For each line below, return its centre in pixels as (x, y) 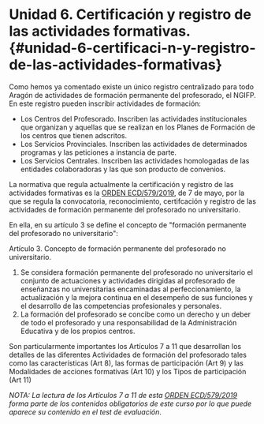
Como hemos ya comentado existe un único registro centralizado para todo (132, 86)
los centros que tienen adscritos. (74, 135)
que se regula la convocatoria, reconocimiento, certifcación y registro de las (133, 201)
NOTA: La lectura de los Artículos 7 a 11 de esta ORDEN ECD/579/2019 (123, 395)
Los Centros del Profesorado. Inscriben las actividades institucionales (134, 118)
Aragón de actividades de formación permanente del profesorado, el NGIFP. (133, 95)
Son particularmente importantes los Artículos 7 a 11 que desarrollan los (125, 346)
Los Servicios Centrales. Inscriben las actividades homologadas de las (135, 160)
